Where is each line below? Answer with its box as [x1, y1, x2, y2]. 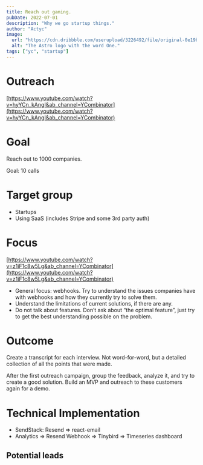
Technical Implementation [6, 406, 140, 420]
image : [6, 32, 23, 38]
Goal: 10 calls [6, 167, 39, 174]
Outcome [6, 334, 54, 347]
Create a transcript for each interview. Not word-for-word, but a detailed [6, 354, 186, 361]
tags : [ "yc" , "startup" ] [6, 49, 69, 55]
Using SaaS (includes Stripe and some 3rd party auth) [14, 215, 150, 222]
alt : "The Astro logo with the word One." [11, 43, 120, 49]
